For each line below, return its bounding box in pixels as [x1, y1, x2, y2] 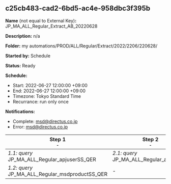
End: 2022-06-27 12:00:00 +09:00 [12, 88, 85, 94]
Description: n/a [5, 33, 40, 39]
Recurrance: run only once [12, 98, 69, 104]
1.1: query [8, 149, 33, 156]
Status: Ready [5, 62, 36, 68]
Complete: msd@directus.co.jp [12, 118, 78, 124]
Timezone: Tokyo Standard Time [12, 93, 81, 99]
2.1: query [112, 149, 137, 156]
